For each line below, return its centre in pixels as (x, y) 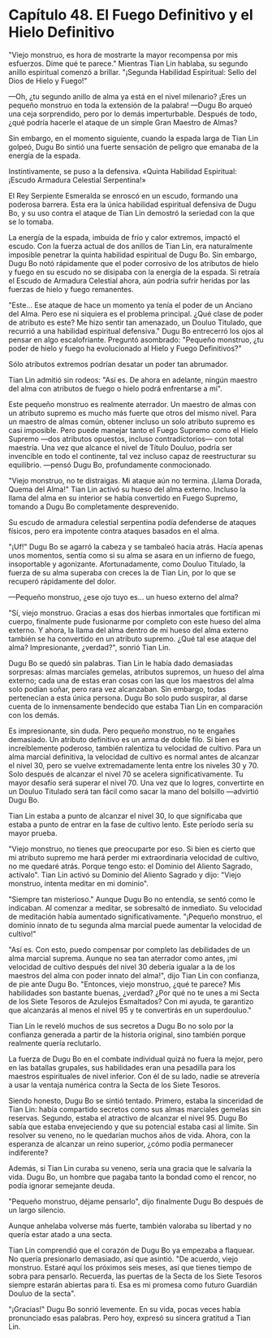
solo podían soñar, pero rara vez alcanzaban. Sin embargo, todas (117, 689)
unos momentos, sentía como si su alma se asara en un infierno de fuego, (132, 555)
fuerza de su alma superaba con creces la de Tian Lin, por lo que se (122, 572)
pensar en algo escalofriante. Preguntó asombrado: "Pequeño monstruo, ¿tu (136, 339)
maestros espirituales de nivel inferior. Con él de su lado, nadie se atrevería (134, 1076)
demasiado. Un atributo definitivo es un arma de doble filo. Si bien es (124, 739)
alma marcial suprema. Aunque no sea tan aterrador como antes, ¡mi (123, 958)
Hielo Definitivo (62, 32)
